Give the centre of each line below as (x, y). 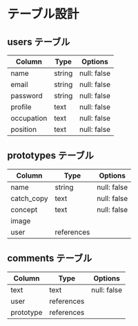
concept (24, 209)
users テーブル (39, 42)
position (23, 130)
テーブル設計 (43, 14)
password (27, 96)
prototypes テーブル (51, 156)
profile (21, 107)
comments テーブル (50, 259)
